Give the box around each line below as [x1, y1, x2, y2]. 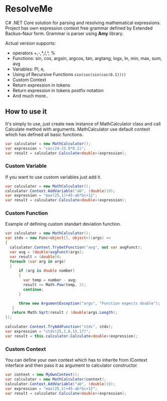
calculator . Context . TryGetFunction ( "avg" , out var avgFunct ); [10, 245, 142, 250]
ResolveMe [5, 3, 53, 15]
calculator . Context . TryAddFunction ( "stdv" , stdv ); [5, 324, 113, 329]
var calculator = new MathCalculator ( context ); [5, 376, 107, 382]
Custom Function [5, 210, 48, 217]
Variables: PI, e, [12, 66, 45, 72]
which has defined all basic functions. [5, 131, 84, 138]
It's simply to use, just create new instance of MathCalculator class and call [5, 120, 161, 126]
